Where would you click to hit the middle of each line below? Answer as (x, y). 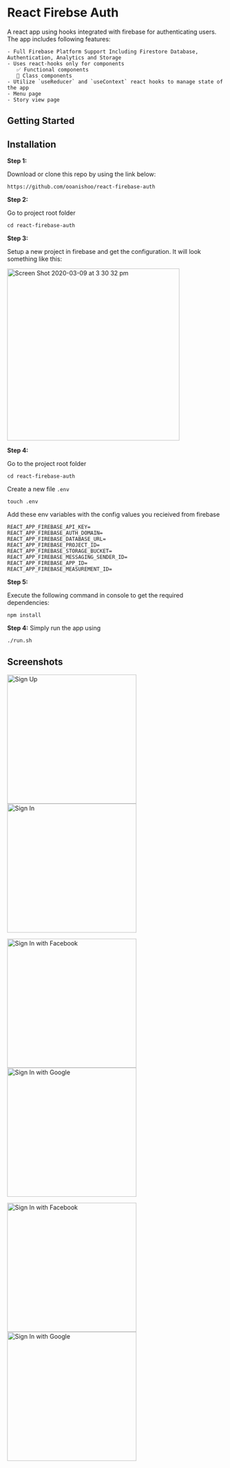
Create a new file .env (39, 489)
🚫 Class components (44, 76)
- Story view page (33, 100)
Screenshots (35, 662)
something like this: (35, 259)
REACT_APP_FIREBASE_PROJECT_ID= (53, 545)
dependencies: (28, 603)
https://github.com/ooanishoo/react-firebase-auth (81, 187)
